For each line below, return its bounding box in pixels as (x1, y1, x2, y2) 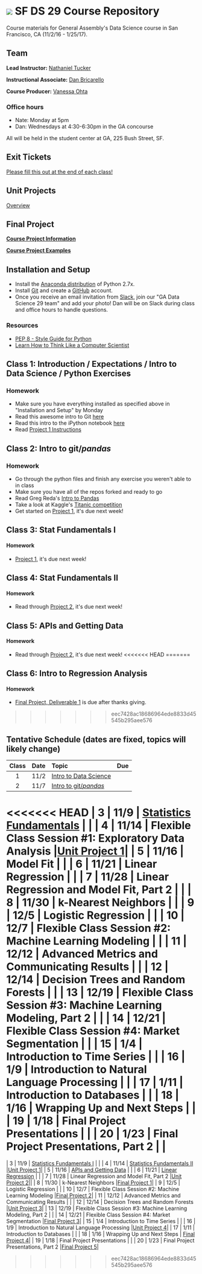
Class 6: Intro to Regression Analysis (6, 668, 148, 679)
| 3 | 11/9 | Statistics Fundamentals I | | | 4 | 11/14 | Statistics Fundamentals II (6, 1160, 194, 1167)
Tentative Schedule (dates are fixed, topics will (6, 734, 186, 745)
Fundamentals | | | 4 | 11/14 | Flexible (6, 819, 191, 832)
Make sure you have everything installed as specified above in (14, 400, 170, 407)
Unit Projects (6, 186, 56, 196)
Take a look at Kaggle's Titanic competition (14, 500, 122, 508)
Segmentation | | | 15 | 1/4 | (6, 1037, 143, 1051)
